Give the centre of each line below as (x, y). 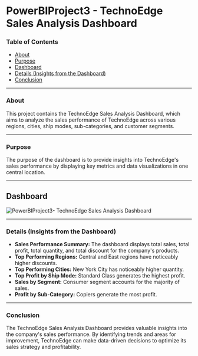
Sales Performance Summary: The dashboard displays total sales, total (102, 244)
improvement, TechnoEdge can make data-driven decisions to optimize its (96, 341)
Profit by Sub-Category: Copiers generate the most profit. (86, 295)
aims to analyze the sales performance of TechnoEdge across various (91, 120)
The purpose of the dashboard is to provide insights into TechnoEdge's (93, 160)
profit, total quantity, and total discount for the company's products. (97, 251)
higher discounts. (36, 263)
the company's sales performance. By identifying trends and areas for (91, 334)
